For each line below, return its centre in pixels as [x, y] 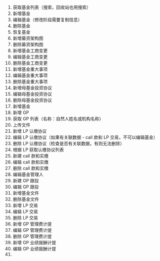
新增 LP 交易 [25, 205]
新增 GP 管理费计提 [32, 224]
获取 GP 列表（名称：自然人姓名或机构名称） [58, 119]
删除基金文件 [26, 199]
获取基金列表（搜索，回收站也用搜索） [52, 7]
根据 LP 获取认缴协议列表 [38, 150]
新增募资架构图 [28, 38]
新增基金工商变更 [30, 51]
